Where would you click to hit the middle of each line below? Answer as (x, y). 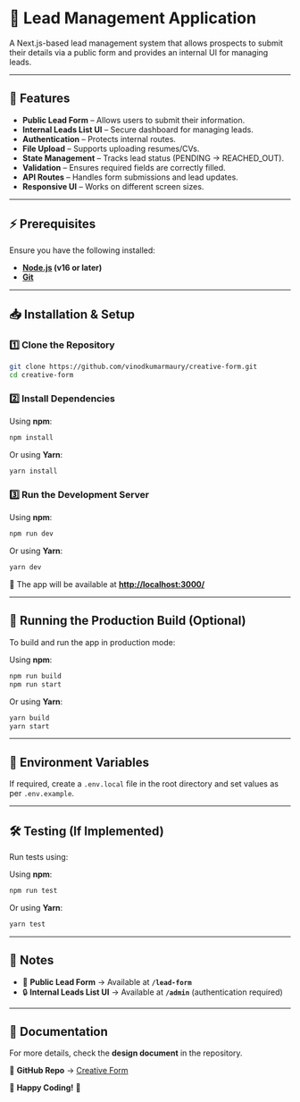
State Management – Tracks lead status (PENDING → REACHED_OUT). (153, 158)
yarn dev (25, 568)
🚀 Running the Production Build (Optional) (128, 621)
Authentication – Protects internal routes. (99, 139)
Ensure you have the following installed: (83, 250)
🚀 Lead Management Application (133, 18)
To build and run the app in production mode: (92, 642)
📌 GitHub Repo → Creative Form (69, 1071)
